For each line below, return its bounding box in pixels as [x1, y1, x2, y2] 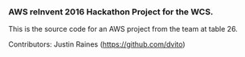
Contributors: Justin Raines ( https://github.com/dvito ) [8, 40, 186, 49]
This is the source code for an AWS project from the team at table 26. [8, 25, 239, 34]
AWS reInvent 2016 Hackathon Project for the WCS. [8, 6, 214, 17]
